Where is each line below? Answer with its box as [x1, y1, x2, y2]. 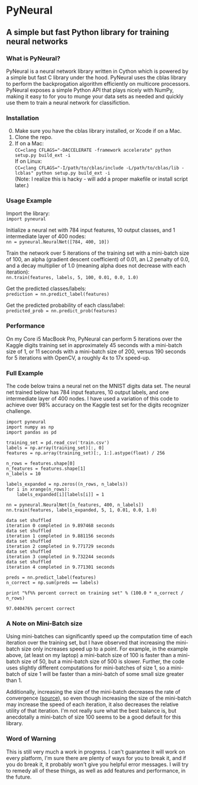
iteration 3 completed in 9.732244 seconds [6, 554, 115, 560]
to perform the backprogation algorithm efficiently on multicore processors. [6, 80, 190, 87]
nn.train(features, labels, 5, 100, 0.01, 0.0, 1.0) [6, 275, 139, 281]
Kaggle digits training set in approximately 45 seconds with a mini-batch [6, 341, 182, 348]
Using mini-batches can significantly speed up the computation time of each [6, 633, 193, 640]
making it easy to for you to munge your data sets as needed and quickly [6, 92, 184, 100]
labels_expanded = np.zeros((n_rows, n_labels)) [6, 481, 128, 488]
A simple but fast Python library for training [6, 27, 170, 37]
